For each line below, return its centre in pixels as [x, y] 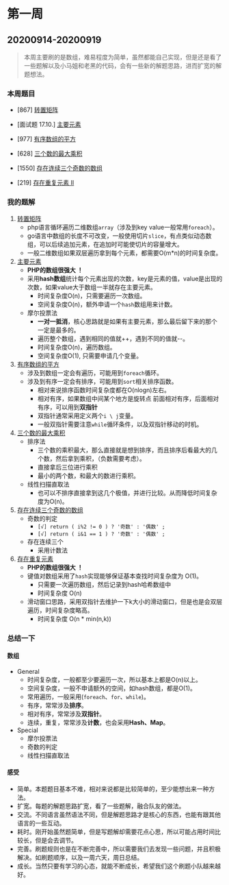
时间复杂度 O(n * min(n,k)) [74, 618]
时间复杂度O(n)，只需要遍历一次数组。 [92, 295]
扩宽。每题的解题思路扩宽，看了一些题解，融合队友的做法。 [101, 805]
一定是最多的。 [58, 330]
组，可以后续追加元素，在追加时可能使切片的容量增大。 [105, 244]
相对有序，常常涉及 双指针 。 [66, 714]
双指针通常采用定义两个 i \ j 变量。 [87, 415]
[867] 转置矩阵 [38, 110]
